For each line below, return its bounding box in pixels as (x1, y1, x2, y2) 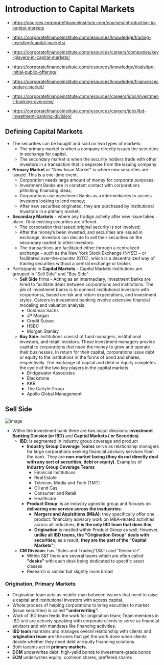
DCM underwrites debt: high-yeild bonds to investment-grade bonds (12, 649, 151, 655)
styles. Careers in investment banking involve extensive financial (19, 297, 150, 303)
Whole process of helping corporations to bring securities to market (12, 602, 149, 608)
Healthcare (34, 495, 57, 501)
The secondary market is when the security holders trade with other (19, 156, 157, 162)
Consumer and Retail (34, 490, 77, 496)
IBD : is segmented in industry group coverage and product (19, 438, 138, 444)
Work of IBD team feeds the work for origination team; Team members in (12, 612, 159, 618)
